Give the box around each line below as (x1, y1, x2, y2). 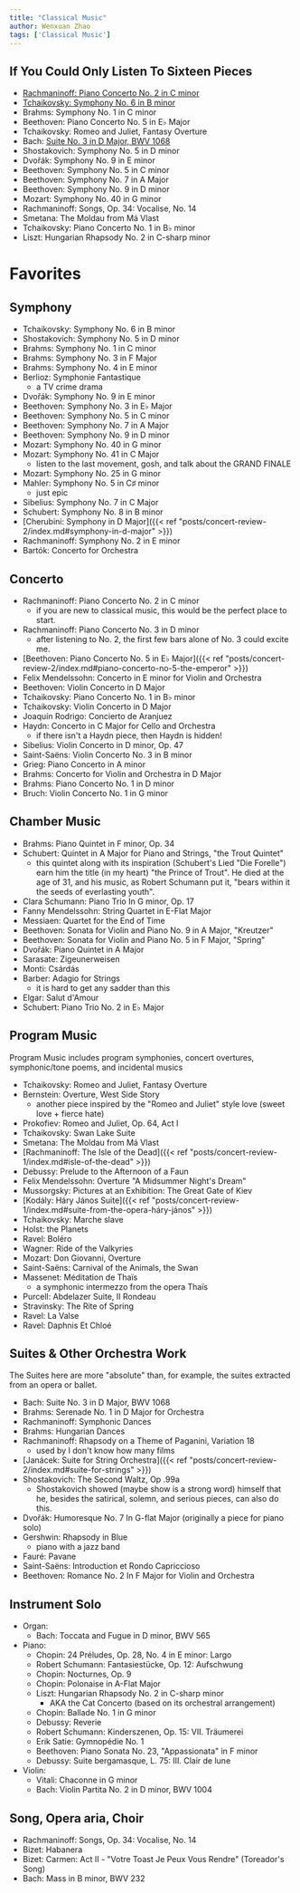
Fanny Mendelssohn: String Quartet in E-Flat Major (22, 905, 212, 916)
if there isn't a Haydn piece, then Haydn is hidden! (35, 730, 223, 741)
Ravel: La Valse (22, 1310, 80, 1321)
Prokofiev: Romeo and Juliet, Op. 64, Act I (22, 1118, 179, 1129)
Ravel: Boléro (22, 1233, 72, 1244)
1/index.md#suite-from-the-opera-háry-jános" (22, 1204, 196, 1215)
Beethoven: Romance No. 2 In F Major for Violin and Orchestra (22, 1571, 255, 1581)
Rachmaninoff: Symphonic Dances (22, 1417, 152, 1427)
